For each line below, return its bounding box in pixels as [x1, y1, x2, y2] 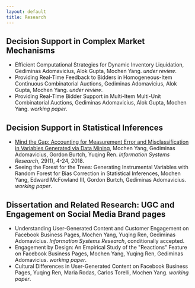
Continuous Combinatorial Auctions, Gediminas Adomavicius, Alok [14, 80, 177, 87]
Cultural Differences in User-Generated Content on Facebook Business [14, 262, 188, 270]
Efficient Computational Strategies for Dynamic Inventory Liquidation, [14, 61, 184, 68]
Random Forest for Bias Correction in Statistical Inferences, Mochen [14, 170, 181, 177]
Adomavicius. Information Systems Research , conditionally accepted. [14, 237, 185, 244]
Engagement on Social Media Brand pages [6, 209, 166, 219]
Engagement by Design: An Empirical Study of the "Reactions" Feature [14, 243, 188, 251]
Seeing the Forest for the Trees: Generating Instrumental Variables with [14, 164, 188, 171]
